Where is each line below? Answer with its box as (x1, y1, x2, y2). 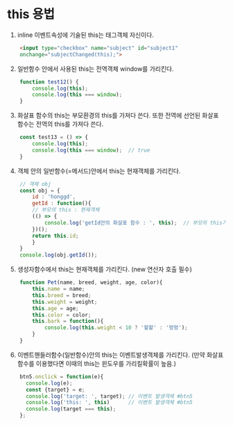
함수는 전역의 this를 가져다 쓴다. (17, 120, 104, 129)
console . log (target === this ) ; (25, 406, 116, 412)
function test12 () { (19, 78, 79, 86)
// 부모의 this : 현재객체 (32, 207, 100, 214)
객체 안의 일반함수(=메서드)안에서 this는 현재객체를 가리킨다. (17, 166, 181, 175)
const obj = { (19, 187, 60, 194)
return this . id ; (32, 232, 79, 239)
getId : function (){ (32, 200, 92, 207)
